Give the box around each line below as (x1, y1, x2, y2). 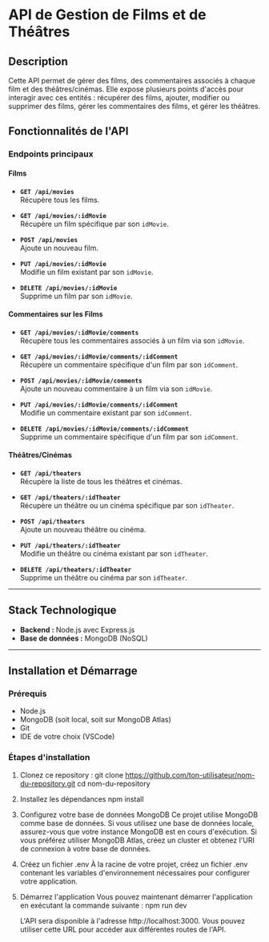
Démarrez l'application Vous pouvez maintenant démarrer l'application (19, 891, 253, 901)
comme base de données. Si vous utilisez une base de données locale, (19, 818, 255, 827)
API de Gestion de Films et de (8, 6, 207, 24)
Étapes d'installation (8, 752, 90, 763)
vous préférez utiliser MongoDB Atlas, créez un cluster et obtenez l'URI (19, 835, 255, 845)
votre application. (19, 876, 78, 886)
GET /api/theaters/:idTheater (19, 493, 122, 502)
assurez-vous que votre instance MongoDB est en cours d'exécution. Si (19, 827, 258, 836)
